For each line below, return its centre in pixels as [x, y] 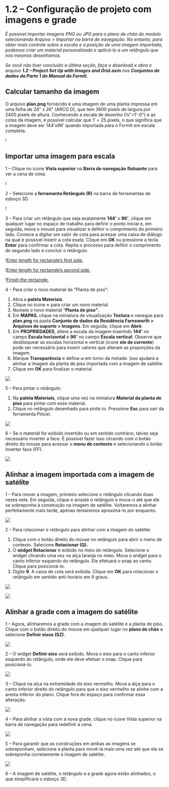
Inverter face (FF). [24, 449]
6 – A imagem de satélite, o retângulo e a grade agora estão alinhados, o [80, 774]
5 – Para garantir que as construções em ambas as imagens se [71, 744]
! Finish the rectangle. [27, 280]
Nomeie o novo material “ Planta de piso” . [56, 310]
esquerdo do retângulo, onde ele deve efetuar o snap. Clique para [74, 659]
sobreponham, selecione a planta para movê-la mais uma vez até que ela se [84, 749]
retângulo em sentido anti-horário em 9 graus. [61, 577]
